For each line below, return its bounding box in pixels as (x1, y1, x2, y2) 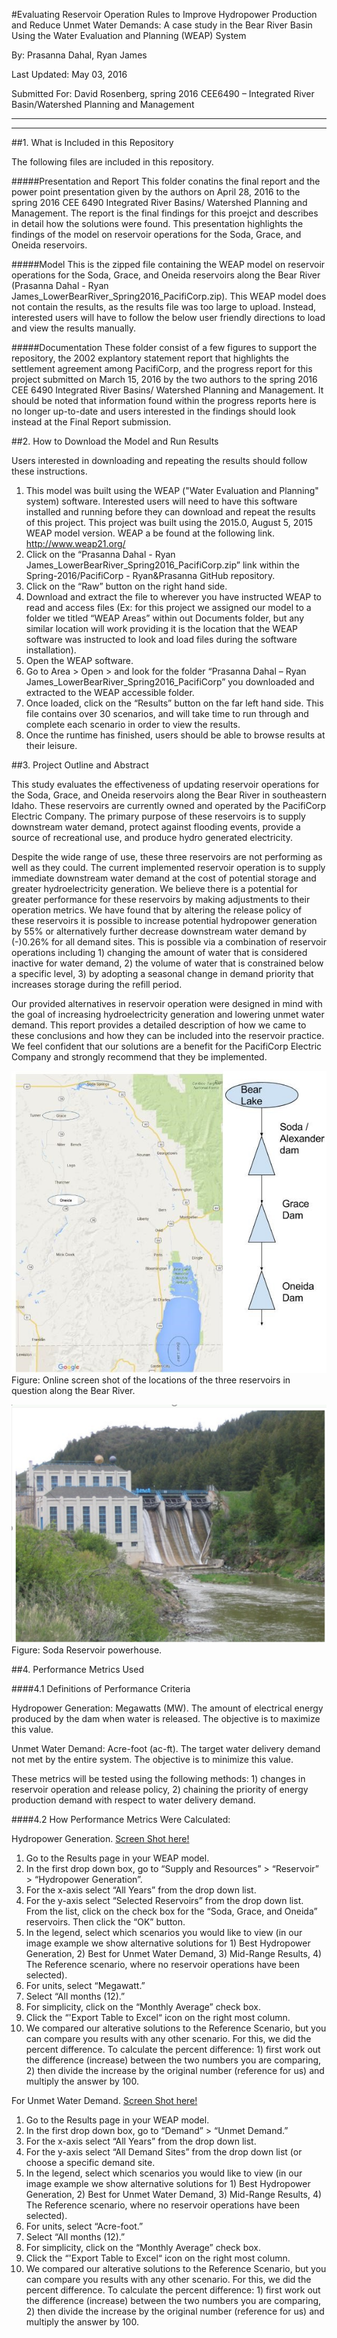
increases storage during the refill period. (11, 979, 183, 990)
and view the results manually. (11, 322, 137, 334)
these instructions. (11, 465, 88, 477)
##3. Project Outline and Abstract (11, 759, 149, 771)
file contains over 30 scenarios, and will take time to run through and (25, 708, 309, 719)
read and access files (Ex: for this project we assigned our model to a (25, 602, 312, 613)
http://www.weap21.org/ (25, 538, 126, 549)
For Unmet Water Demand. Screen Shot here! (11, 2095, 198, 2107)
